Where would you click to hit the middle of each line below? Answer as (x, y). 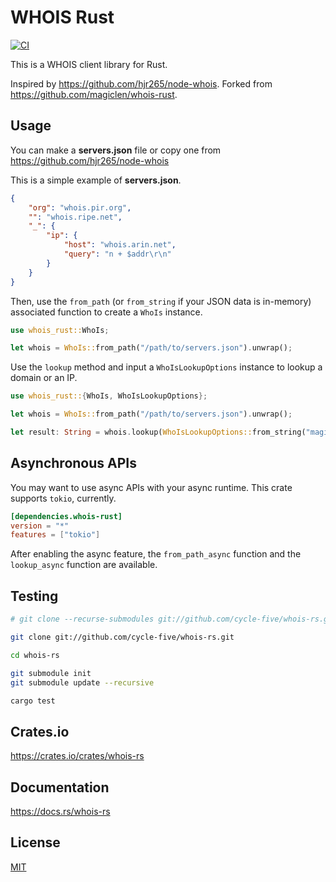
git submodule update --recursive (82, 682)
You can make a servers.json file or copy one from (116, 150)
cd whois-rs (35, 655)
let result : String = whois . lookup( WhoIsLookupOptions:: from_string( (158, 432)
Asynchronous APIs (73, 463)
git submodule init (51, 673)
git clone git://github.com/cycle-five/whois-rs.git (122, 637)
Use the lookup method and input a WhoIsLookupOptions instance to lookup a (166, 367)
